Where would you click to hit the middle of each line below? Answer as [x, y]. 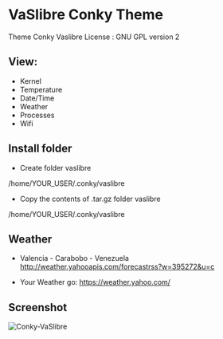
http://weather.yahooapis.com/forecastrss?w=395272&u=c [117, 267]
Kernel [31, 81]
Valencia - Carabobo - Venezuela [74, 258]
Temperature [41, 89]
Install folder [40, 149]
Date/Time [37, 98]
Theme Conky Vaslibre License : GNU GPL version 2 [94, 37]
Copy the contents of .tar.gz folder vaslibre [90, 199]
